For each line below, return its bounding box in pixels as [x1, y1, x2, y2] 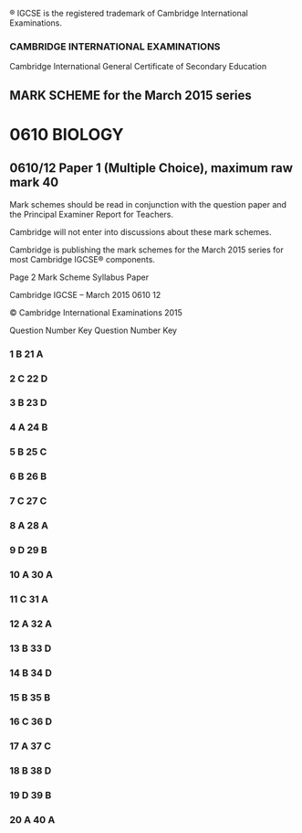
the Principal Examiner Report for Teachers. [9, 208, 174, 219]
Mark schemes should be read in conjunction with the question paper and [9, 198, 287, 209]
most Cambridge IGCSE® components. [9, 253, 155, 264]
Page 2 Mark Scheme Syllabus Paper [9, 272, 149, 283]
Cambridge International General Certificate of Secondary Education [9, 61, 267, 72]
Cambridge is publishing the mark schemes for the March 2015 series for [9, 244, 285, 255]
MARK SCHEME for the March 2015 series [9, 87, 253, 103]
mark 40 [9, 175, 59, 190]
